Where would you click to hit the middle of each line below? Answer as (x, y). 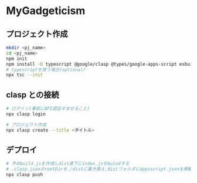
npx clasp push (25, 175)
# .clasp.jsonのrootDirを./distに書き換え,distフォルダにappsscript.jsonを (95, 169)
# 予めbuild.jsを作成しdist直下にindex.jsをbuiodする (68, 164)
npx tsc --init (25, 75)
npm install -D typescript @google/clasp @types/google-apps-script (91, 64)
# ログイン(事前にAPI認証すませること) (48, 109)
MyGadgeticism (46, 11)
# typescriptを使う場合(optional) (46, 70)
